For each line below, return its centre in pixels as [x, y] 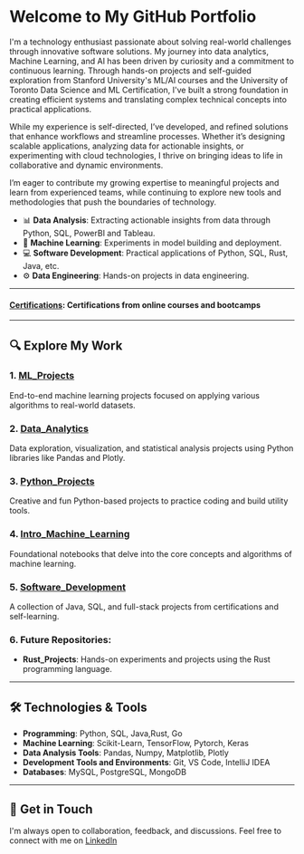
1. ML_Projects [42, 376]
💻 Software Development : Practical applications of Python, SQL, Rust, [155, 253]
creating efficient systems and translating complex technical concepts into [148, 99]
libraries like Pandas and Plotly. [67, 458]
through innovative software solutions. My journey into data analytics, [139, 51]
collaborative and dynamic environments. [86, 165]
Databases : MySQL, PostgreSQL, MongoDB [104, 772]
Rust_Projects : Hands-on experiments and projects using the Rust [147, 659]
